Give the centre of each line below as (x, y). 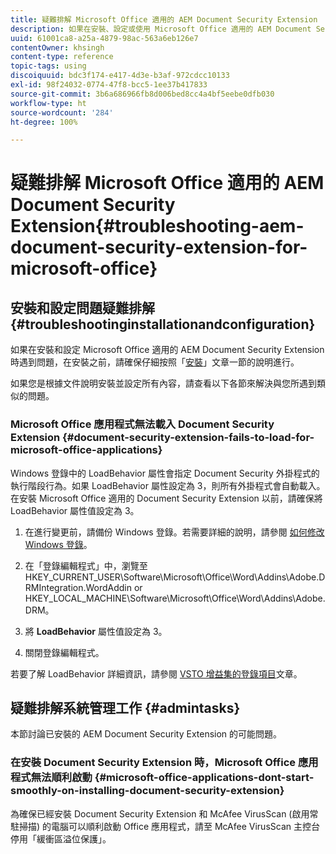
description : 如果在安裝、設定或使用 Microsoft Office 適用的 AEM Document (161, 29)
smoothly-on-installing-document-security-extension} (147, 791)
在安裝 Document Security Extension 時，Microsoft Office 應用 (164, 763)
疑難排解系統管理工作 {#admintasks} (125, 707)
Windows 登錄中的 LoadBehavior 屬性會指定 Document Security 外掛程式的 (165, 473)
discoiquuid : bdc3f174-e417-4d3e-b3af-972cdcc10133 (120, 76)
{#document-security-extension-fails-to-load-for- (188, 438)
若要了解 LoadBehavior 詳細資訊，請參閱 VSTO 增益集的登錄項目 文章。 (156, 673)
